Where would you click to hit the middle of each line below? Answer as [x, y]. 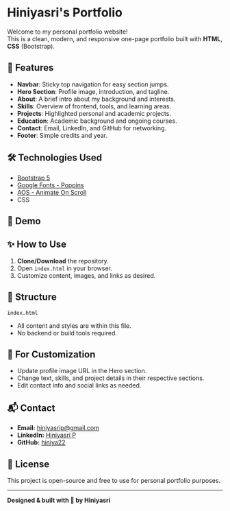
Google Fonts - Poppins [50, 185]
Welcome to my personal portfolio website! [67, 32]
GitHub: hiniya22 [41, 442]
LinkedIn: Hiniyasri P [47, 435]
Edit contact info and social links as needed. [79, 385]
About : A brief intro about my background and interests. [96, 99]
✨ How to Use [37, 245]
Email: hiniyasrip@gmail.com [58, 428]
